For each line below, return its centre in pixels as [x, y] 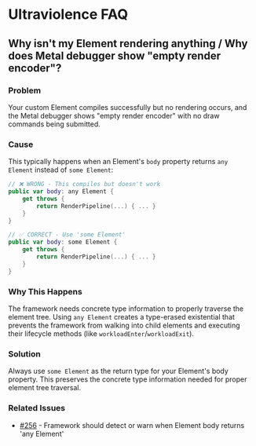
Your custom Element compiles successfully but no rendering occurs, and [128, 107]
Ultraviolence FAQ [68, 15]
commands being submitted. [54, 124]
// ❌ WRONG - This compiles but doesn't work [84, 185]
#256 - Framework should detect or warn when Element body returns [132, 425]
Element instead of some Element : [61, 170]
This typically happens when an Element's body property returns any [118, 162]
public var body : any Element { [61, 192]
